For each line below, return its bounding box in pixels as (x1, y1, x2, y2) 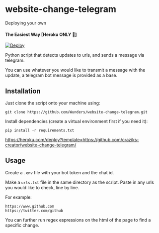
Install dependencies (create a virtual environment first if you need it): (5, 118, 148, 124)
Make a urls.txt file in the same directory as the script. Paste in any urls (5, 179, 154, 185)
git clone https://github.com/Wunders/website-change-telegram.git (5, 110, 148, 115)
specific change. (5, 222, 40, 228)
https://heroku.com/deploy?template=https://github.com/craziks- (5, 136, 139, 142)
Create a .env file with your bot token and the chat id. (5, 169, 114, 175)
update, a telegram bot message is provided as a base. (5, 72, 118, 78)
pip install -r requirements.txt (5, 128, 75, 133)
